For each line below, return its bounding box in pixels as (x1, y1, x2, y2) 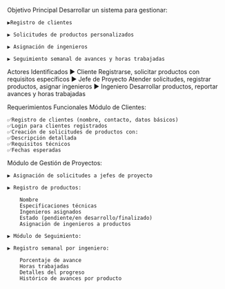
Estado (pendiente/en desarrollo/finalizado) (19, 214, 153, 221)
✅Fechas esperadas (7, 147, 61, 153)
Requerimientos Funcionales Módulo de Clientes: (7, 103, 146, 111)
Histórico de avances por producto (19, 275, 122, 282)
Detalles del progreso (19, 269, 85, 276)
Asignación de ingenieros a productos (19, 221, 131, 227)
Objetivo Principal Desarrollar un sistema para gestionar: (7, 6, 168, 14)
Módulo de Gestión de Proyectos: (7, 159, 102, 167)
